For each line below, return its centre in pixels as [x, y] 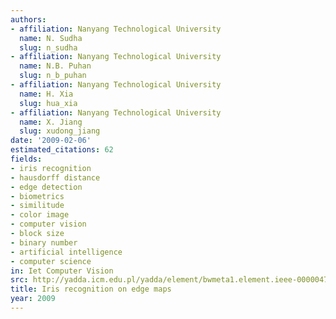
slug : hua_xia [48, 103]
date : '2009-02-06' [51, 141]
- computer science [51, 261]
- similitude [37, 206]
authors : [28, 19]
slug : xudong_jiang [60, 131]
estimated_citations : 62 [62, 150]
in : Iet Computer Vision [62, 271]
